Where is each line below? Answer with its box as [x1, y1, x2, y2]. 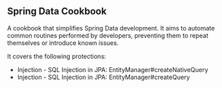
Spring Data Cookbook [7, 6, 107, 17]
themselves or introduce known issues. [7, 38, 119, 47]
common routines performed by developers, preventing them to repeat [7, 31, 209, 39]
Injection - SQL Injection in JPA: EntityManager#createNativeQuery [17, 65, 209, 73]
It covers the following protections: [7, 52, 107, 60]
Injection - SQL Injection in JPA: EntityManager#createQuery [17, 73, 190, 81]
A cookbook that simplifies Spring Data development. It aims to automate [7, 24, 215, 32]
